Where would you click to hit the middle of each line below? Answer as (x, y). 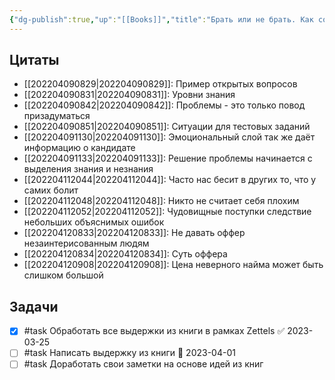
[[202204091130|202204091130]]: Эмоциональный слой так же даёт (169, 137)
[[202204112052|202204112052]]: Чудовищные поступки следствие (167, 212)
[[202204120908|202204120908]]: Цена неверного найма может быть (173, 265)
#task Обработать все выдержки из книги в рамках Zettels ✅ (154, 331)
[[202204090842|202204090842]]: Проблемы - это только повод (164, 105)
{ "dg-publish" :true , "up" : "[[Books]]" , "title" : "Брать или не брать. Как (161, 19)
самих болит (51, 190)
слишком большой (63, 275)
